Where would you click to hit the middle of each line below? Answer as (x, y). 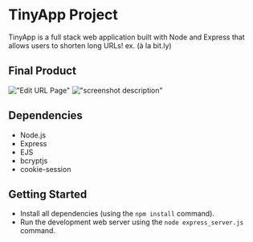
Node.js (33, 135)
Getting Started (48, 194)
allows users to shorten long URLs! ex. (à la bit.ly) (90, 45)
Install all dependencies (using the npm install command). (117, 214)
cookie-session (45, 169)
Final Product (42, 71)
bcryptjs (34, 160)
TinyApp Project (63, 15)
